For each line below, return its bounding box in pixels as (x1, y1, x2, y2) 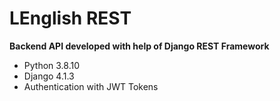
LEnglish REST (9, 7, 132, 30)
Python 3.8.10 (23, 59, 81, 71)
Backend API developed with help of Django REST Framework (9, 40, 270, 52)
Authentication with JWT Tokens (23, 80, 159, 92)
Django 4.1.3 (23, 70, 75, 82)
